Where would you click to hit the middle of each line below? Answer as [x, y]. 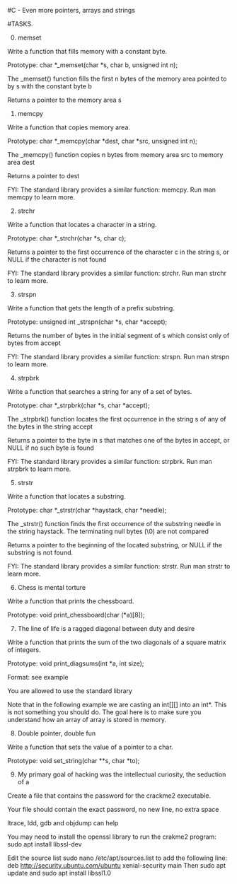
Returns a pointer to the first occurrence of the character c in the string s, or [118, 252]
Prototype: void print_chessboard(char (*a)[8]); [76, 615]
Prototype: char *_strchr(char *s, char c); [67, 238]
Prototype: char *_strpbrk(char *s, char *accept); [79, 405]
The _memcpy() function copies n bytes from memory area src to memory [115, 155]
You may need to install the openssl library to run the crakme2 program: [112, 837]
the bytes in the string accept [50, 426]
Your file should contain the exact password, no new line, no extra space [113, 809]
